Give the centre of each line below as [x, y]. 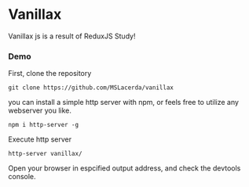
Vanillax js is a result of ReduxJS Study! [72, 36]
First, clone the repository [50, 74]
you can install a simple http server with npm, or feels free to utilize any [124, 102]
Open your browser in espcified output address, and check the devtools [124, 168]
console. [22, 177]
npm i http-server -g [44, 125]
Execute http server [40, 139]
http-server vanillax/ [45, 154]
